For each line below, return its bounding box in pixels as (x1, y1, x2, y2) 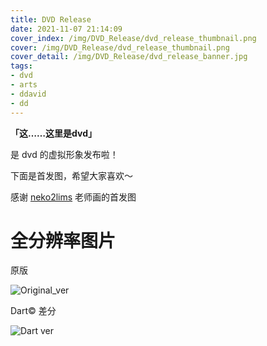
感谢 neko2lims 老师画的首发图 (10, 191, 137, 203)
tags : (10, 61, 33, 71)
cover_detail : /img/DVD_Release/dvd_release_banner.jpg (10, 52, 248, 62)
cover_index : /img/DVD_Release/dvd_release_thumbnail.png (10, 33, 257, 43)
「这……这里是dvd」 (10, 127, 97, 139)
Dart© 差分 (10, 305, 57, 317)
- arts (10, 80, 38, 90)
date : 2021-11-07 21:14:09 (10, 24, 123, 34)
